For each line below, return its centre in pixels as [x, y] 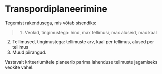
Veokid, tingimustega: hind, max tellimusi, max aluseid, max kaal [91, 32]
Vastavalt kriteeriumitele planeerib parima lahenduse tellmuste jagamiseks [81, 62]
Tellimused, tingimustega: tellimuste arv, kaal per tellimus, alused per [83, 42]
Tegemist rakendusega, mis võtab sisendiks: [51, 23]
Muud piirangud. [29, 52]
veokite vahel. [19, 67]
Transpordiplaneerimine [56, 9]
